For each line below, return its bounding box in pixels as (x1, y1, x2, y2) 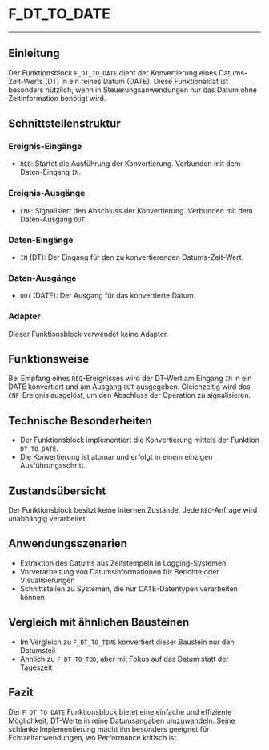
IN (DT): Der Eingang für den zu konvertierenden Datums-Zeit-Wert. (19, 253, 244, 262)
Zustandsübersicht (8, 484, 106, 497)
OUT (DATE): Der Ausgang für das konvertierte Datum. (19, 290, 196, 301)
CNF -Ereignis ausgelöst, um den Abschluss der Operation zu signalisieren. (8, 391, 251, 400)
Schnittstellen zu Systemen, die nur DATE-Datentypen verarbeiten (19, 583, 239, 594)
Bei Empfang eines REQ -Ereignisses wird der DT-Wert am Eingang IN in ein (8, 374, 252, 383)
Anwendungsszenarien (8, 537, 128, 550)
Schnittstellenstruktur (8, 117, 122, 131)
